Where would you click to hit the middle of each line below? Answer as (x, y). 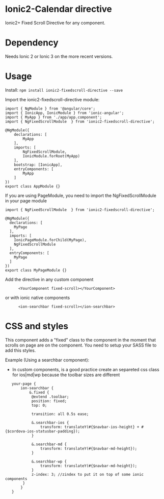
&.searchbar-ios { (50, 422)
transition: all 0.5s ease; (60, 414)
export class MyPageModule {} (36, 270)
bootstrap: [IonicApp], (38, 165)
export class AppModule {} (33, 186)
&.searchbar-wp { (49, 461)
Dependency (32, 43)
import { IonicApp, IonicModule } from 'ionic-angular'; (65, 113)
